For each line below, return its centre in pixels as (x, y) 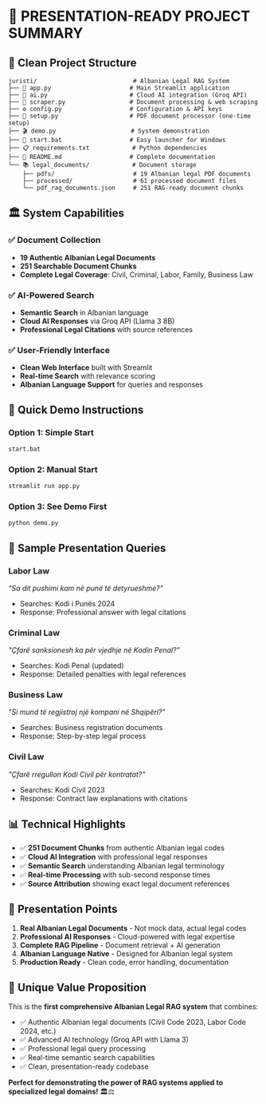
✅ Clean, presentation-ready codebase (84, 1066)
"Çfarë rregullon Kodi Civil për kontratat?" (77, 774)
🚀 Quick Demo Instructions (76, 409)
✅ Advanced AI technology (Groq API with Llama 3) (104, 1040)
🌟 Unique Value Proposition (77, 987)
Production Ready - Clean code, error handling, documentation (124, 963)
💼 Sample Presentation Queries (87, 548)
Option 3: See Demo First (58, 506)
